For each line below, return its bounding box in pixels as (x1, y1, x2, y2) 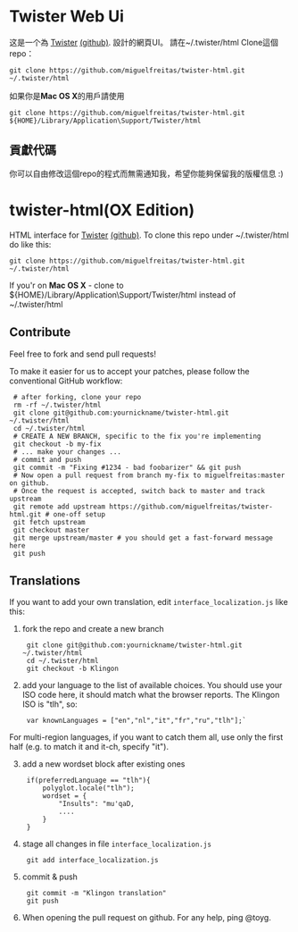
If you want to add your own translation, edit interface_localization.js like (9, 597, 288, 608)
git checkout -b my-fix (12, 440, 102, 449)
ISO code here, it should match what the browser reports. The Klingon (21, 690, 280, 701)
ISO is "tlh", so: (21, 699, 78, 709)
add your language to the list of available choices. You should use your (21, 680, 283, 691)
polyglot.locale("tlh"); (42, 784, 136, 793)
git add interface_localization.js (26, 856, 159, 865)
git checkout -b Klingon (26, 664, 119, 674)
